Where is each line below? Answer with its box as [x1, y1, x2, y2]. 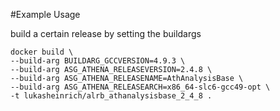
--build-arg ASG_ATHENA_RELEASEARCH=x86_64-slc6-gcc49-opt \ [10, 82, 271, 92]
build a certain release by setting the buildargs [10, 28, 202, 39]
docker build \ [10, 47, 74, 57]
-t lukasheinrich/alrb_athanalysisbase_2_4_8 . [10, 91, 213, 101]
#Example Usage [10, 9, 81, 20]
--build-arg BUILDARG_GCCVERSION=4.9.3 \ [10, 56, 186, 66]
